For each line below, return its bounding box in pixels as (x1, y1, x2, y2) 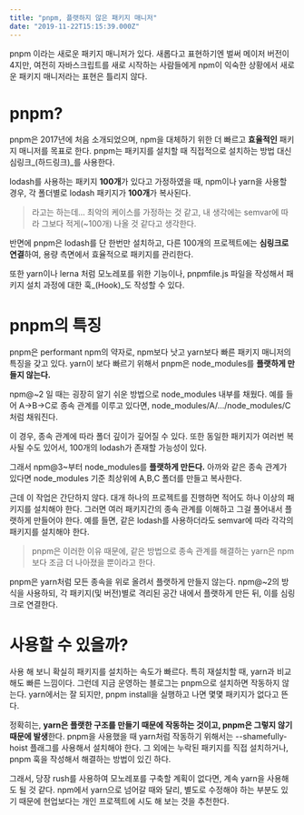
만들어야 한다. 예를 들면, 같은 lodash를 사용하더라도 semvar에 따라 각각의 (33, 515, 294, 526)
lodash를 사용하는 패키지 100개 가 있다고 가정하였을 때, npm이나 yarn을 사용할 (9, 176, 288, 187)
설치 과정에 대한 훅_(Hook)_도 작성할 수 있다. (25, 279, 185, 291)
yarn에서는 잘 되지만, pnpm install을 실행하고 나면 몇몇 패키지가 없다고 (28, 689, 279, 700)
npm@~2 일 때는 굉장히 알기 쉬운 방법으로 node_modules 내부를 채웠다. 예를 (9, 388, 284, 400)
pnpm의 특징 (9, 315, 103, 336)
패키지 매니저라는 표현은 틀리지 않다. (18, 70, 148, 82)
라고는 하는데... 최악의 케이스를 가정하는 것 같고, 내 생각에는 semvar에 (31, 206, 279, 218)
